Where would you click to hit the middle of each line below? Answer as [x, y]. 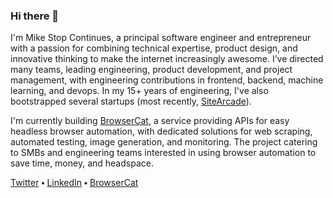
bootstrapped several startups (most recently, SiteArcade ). [131, 101]
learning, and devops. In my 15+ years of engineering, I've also [139, 91]
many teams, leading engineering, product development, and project [151, 70]
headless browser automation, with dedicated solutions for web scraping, [161, 131]
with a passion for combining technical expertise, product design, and [154, 48]
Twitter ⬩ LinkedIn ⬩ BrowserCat [74, 183]
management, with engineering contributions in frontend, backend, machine [167, 80]
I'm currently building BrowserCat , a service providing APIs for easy [150, 121]
